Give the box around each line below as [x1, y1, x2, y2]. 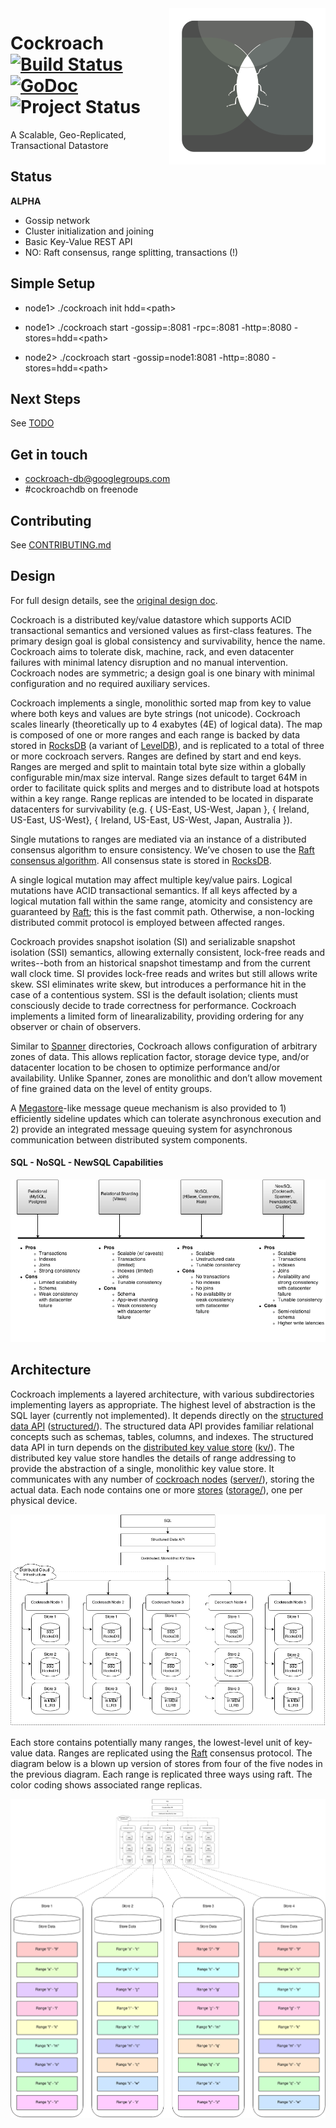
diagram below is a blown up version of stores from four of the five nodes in [10, 1758, 323, 1770]
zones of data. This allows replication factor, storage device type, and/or [10, 1050, 310, 1062]
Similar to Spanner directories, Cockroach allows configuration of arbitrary [10, 1040, 318, 1052]
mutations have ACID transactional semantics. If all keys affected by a [10, 884, 298, 896]
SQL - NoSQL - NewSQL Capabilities [10, 1157, 164, 1169]
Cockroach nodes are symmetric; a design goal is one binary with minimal [10, 667, 315, 679]
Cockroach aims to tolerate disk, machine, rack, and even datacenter [10, 645, 295, 657]
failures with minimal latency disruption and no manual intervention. [10, 656, 289, 668]
